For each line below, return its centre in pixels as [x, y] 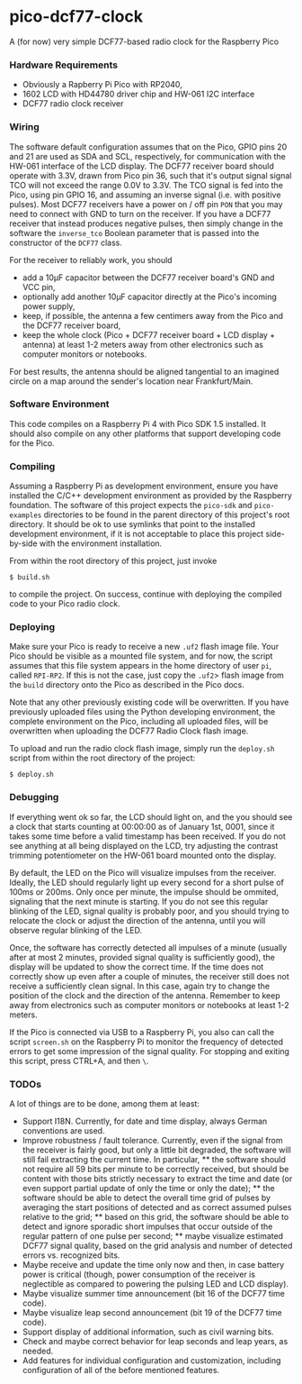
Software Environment [59, 405]
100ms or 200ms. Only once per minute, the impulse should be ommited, [144, 892]
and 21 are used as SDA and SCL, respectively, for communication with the [147, 156]
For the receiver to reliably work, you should [91, 259]
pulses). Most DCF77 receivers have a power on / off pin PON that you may [146, 204]
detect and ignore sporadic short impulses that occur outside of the [147, 1226]
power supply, [49, 306]
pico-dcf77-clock [76, 17]
